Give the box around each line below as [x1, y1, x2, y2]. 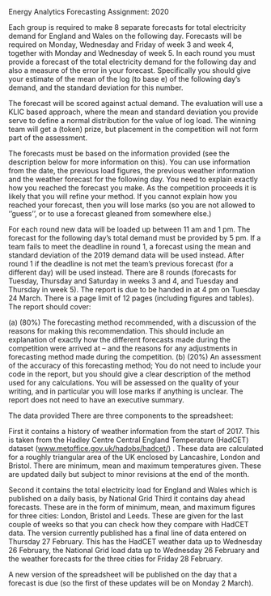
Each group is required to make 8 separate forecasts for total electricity [8, 23, 247, 32]
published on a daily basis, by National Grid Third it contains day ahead [8, 494, 246, 503]
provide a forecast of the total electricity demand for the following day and [8, 57, 256, 66]
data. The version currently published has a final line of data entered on [8, 528, 247, 538]
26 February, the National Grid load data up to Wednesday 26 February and [8, 546, 260, 555]
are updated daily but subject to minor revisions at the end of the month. [8, 470, 249, 479]
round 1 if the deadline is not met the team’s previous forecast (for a [8, 259, 234, 268]
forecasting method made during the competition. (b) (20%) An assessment [8, 352, 261, 361]
